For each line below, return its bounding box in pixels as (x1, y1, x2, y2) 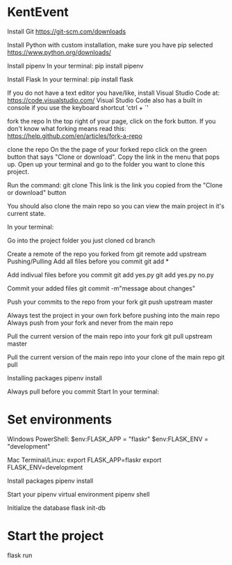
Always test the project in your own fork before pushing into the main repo (7, 311, 220, 319)
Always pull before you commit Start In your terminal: (7, 387, 160, 396)
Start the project (7, 528, 104, 544)
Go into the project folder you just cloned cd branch (7, 236, 156, 245)
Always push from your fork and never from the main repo (7, 318, 174, 327)
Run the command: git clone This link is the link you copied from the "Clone (7, 180, 223, 189)
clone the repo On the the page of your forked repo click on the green (7, 145, 207, 153)
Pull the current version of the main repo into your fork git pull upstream (7, 332, 213, 340)
